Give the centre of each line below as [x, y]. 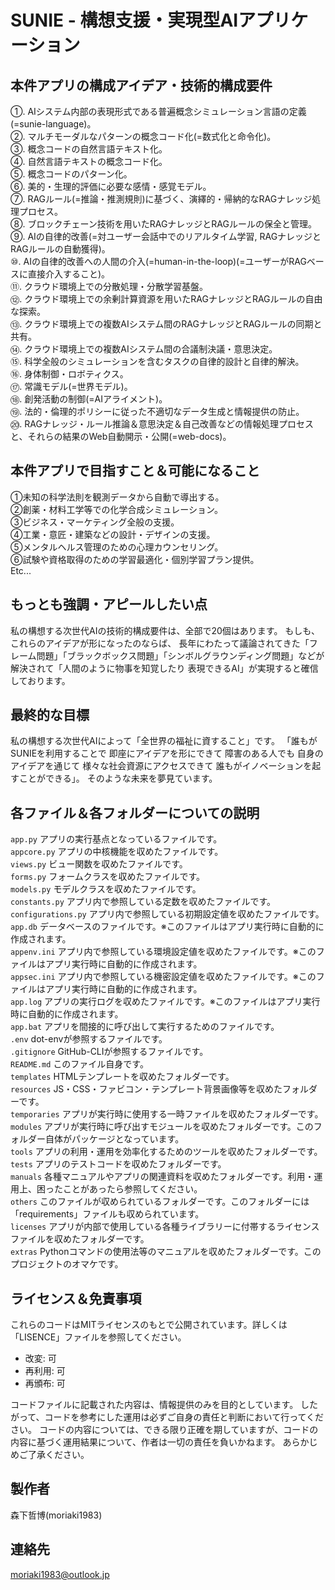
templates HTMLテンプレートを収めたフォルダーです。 [122, 1077]
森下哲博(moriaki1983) [56, 1515]
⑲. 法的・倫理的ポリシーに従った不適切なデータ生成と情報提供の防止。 [157, 411]
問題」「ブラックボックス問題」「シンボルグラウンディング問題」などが [180, 655]
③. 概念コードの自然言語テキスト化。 [89, 149]
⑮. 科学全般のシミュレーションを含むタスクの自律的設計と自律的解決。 [157, 361]
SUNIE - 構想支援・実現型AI [124, 20]
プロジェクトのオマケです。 [67, 1264]
